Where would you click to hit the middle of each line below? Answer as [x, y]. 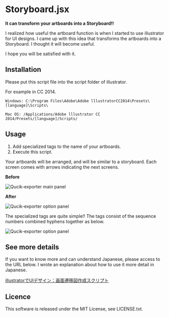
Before [13, 177]
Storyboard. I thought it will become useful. [50, 44]
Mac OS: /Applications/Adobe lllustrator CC [53, 114]
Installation [23, 70]
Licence [18, 296]
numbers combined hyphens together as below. [55, 221]
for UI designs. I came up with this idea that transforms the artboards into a [83, 38]
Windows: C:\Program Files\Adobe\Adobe [47, 101]
